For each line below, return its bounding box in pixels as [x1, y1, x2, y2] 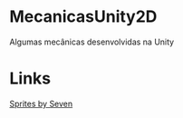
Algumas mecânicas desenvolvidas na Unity [9, 36, 175, 47]
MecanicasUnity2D [9, 6, 158, 27]
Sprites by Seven [9, 98, 73, 109]
